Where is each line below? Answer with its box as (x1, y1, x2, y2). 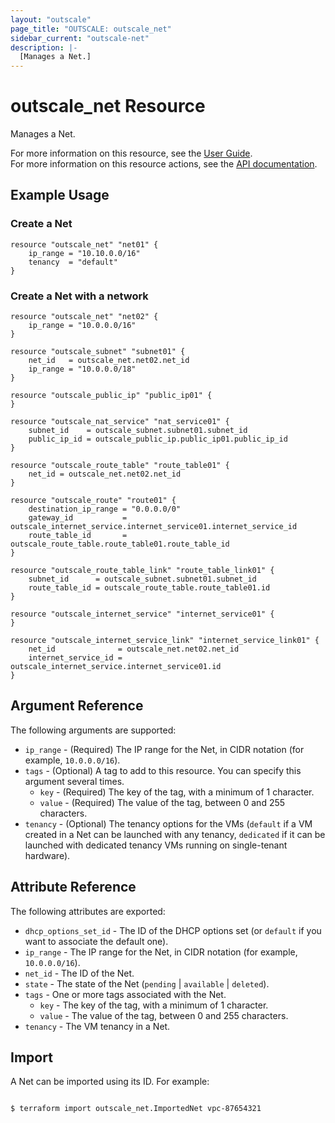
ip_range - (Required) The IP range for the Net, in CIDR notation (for (24, 743, 305, 755)
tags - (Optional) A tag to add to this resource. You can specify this (24, 764, 302, 776)
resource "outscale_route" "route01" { (10, 496, 177, 506)
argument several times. (24, 775, 125, 787)
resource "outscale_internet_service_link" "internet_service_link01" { (10, 636, 320, 646)
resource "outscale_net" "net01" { (10, 239, 159, 250)
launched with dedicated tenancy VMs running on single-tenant (24, 839, 288, 851)
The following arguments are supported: (10, 724, 177, 736)
